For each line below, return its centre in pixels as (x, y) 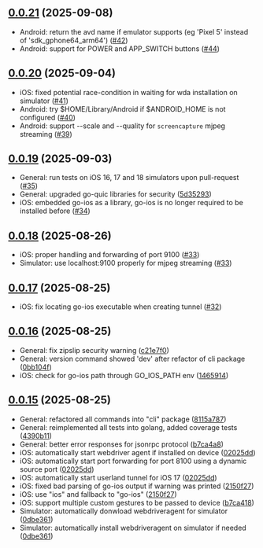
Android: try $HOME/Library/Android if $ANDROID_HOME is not (122, 108)
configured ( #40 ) (48, 117)
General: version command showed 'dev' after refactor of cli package (132, 359)
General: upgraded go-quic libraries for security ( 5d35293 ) (116, 194)
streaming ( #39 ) (46, 134)
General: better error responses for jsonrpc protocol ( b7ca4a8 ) (122, 444)
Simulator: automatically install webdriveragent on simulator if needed (133, 528)
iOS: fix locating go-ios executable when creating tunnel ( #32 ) (120, 307)
